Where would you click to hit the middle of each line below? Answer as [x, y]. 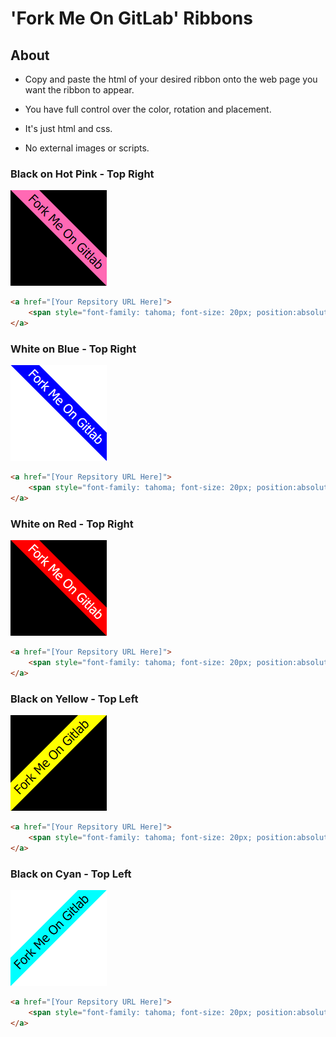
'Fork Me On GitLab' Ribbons [131, 18]
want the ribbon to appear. [79, 90]
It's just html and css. [68, 128]
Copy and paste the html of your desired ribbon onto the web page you [171, 79]
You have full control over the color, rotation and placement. [148, 109]
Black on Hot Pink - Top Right [82, 174]
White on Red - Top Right [72, 524]
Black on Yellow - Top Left [74, 699]
